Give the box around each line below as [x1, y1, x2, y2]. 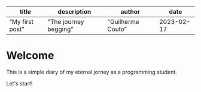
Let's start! [6, 80, 33, 87]
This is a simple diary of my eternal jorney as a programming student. [6, 68, 178, 75]
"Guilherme [107, 18, 139, 26]
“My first [9, 18, 34, 26]
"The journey [47, 18, 84, 26]
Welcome [6, 49, 54, 62]
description [57, 8, 92, 15]
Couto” [107, 25, 127, 33]
